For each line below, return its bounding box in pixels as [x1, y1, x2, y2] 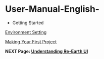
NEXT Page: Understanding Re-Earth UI [5, 48, 88, 54]
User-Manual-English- [5, 3, 100, 15]
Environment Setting [5, 29, 47, 35]
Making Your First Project [5, 38, 57, 45]
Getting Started [12, 20, 44, 26]
